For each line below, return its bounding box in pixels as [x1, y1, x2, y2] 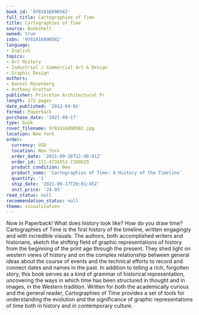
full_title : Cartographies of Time [6, 14, 95, 20]
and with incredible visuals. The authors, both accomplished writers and [6, 233, 184, 240]
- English [6, 48, 31, 54]
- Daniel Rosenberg [6, 81, 55, 87]
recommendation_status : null [6, 198, 79, 204]
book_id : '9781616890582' [6, 8, 70, 15]
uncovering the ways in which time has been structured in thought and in [6, 277, 186, 284]
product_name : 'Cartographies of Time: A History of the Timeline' [11, 170, 183, 176]
